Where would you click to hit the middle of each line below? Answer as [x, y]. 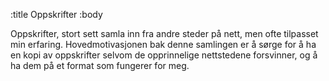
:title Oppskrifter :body [56, 14]
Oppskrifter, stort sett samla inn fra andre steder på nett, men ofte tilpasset [164, 33]
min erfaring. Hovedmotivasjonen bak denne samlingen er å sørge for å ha [163, 44]
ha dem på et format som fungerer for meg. [100, 65]
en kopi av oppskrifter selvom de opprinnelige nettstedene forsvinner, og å [164, 55]
